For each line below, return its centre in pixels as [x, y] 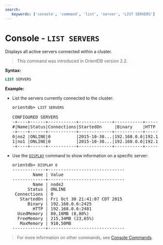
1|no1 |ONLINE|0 [31, 141]
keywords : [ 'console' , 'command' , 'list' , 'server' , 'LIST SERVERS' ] [83, 14]
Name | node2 [48, 185]
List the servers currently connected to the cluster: [63, 98]
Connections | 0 [34, 194]
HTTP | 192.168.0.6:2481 [62, 209]
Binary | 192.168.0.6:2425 [60, 204]
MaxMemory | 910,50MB [46, 224]
